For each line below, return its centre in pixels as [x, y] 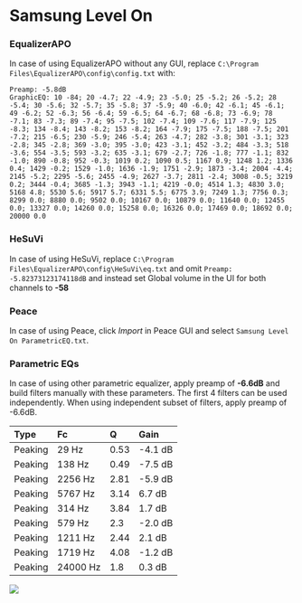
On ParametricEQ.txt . [49, 341]
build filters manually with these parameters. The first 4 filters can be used [148, 393]
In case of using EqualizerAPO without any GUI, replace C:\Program [134, 63]
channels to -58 [39, 287]
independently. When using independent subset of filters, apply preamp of [148, 402]
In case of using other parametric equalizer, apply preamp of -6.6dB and [145, 383]
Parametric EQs [44, 364]
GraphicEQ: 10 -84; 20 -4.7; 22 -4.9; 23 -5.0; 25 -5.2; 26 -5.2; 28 [143, 98]
